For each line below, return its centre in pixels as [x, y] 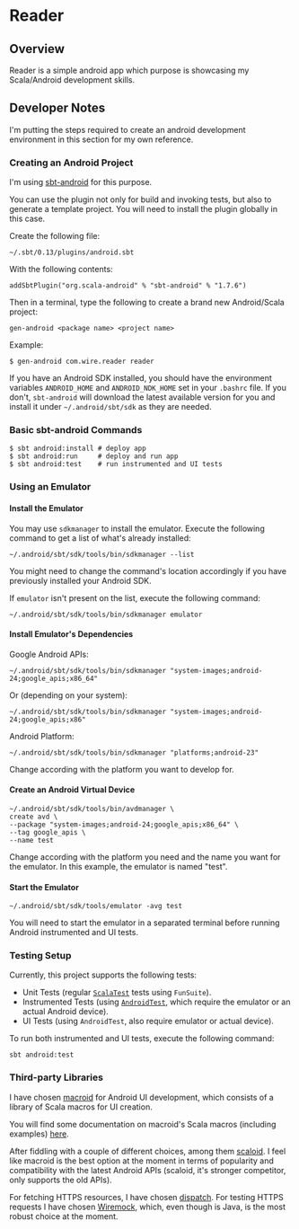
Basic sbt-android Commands [76, 430]
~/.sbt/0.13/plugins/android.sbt [72, 252]
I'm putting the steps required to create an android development [128, 129]
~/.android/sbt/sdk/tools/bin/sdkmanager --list [102, 554]
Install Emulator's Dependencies [71, 634]
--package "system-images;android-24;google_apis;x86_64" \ [124, 824]
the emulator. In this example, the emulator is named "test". [119, 866]
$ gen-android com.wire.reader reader [82, 362]
